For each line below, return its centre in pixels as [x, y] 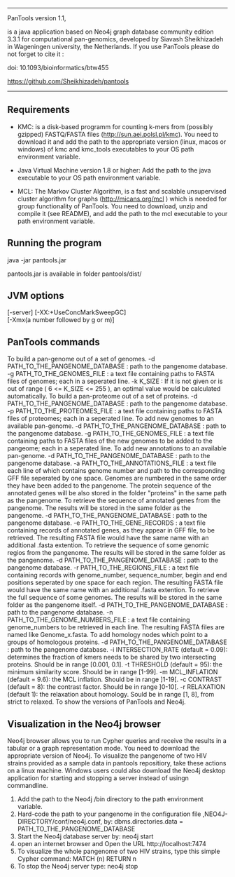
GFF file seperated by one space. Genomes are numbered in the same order [117, 478]
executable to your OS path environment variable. [89, 178]
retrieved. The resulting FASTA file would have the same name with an [108, 538]
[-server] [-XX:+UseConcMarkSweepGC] [67, 312]
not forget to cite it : [36, 54]
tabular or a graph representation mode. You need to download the [104, 749]
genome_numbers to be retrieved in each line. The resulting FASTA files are [116, 627]
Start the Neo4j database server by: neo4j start [85, 836]
